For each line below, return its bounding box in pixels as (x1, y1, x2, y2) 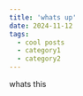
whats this (9, 79, 47, 89)
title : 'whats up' (9, 12, 77, 22)
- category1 (17, 46, 62, 55)
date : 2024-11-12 (9, 21, 73, 30)
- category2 (17, 54, 62, 63)
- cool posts (17, 37, 65, 47)
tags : (9, 29, 29, 38)
